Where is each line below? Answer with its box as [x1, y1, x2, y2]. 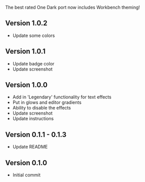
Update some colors [12, 32, 55, 39]
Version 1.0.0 [5, 81, 48, 89]
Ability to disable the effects [12, 105, 71, 111]
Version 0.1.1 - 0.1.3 [5, 130, 67, 139]
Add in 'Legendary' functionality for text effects [12, 94, 112, 100]
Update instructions [12, 116, 54, 122]
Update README [12, 144, 48, 150]
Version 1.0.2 [5, 19, 48, 27]
